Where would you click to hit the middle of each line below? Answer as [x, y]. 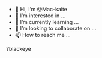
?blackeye [19, 49]
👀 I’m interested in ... [40, 16]
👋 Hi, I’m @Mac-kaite [41, 9]
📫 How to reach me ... [43, 35]
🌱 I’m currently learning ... [47, 22]
